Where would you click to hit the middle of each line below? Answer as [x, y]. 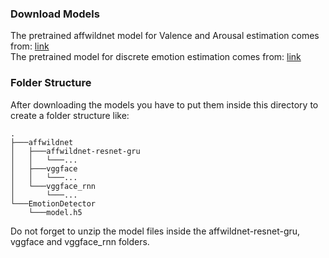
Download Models [55, 14]
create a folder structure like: [70, 115]
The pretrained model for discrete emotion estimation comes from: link [156, 57]
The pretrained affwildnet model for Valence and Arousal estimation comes [165, 36]
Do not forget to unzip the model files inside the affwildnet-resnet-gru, [155, 231]
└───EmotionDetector [53, 203]
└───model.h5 [55, 212]
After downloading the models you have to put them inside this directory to [164, 104]
